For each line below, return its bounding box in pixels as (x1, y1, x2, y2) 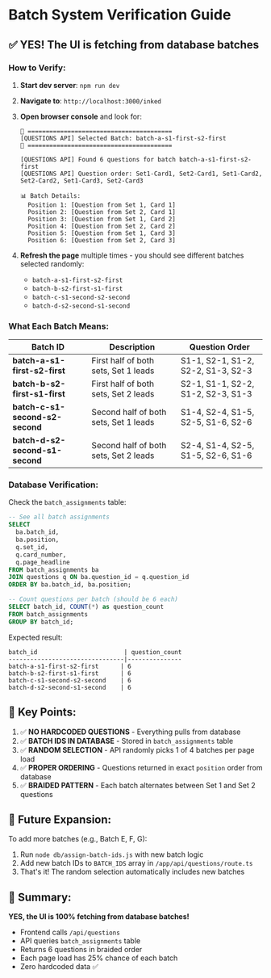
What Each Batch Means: (8, 321, 109, 332)
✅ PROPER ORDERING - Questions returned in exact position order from (19, 762, 263, 772)
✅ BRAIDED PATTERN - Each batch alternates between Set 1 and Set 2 (19, 780, 256, 790)
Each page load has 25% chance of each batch (19, 953, 178, 963)
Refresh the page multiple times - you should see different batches (19, 250, 244, 260)
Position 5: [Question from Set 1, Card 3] (27, 229, 176, 237)
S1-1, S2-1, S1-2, (180, 355, 255, 367)
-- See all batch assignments (8, 513, 110, 522)
